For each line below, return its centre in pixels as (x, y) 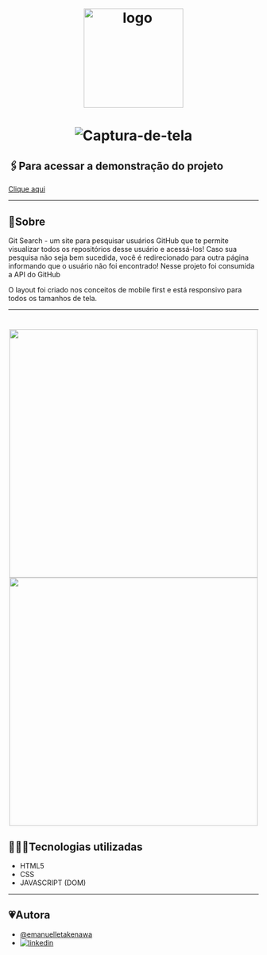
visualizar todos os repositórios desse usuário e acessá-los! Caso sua (122, 249)
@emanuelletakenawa (56, 934)
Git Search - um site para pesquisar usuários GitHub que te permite (118, 241)
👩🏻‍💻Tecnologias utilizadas (75, 847)
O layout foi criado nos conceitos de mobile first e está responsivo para (125, 290)
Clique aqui (27, 189)
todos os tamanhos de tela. (53, 298)
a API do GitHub (35, 275)
